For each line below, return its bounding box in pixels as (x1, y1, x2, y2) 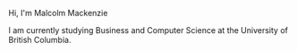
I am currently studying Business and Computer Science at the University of (8, 25, 288, 35)
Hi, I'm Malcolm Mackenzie (8, 8, 108, 18)
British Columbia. (8, 35, 72, 45)
